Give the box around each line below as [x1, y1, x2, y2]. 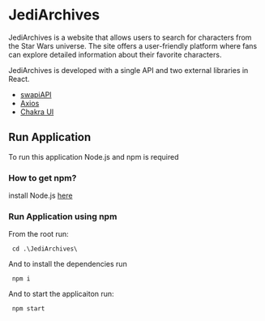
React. [8, 74, 30, 83]
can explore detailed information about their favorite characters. [8, 49, 222, 59]
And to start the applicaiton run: [8, 289, 115, 299]
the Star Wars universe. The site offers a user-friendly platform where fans [8, 41, 258, 50]
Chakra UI [19, 107, 54, 117]
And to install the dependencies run [8, 259, 127, 269]
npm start [11, 305, 45, 313]
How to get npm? [8, 172, 77, 183]
